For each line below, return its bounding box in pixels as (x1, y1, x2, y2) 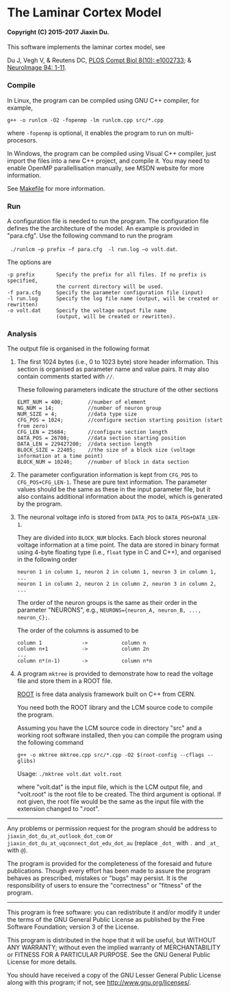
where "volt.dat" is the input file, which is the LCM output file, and (16, 783, 203, 791)
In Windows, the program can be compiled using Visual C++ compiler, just (7, 149, 217, 157)
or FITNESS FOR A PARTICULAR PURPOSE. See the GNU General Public (7, 951, 211, 959)
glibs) (16, 758, 36, 764)
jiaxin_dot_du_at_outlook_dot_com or (7, 831, 113, 840)
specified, (7, 277, 38, 284)
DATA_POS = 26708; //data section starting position (16, 435, 186, 442)
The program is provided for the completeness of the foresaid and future (7, 860, 212, 868)
